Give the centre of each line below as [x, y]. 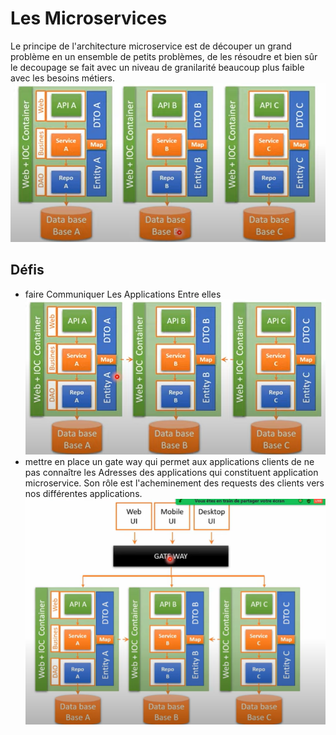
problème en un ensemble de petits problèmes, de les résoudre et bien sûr [164, 56]
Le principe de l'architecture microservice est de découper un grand [151, 46]
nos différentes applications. [83, 493]
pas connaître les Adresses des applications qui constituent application [171, 472]
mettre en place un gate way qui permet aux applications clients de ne [169, 461]
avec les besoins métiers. [62, 78]
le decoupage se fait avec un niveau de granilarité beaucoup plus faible [157, 67]
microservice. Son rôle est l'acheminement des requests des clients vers [174, 483]
